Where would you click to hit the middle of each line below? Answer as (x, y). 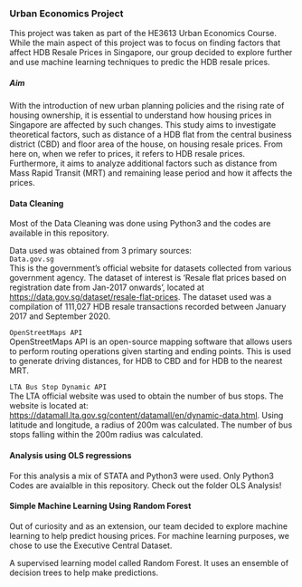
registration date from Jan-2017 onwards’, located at (107, 287)
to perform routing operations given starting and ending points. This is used (151, 351)
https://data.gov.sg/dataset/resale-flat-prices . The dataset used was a (141, 297)
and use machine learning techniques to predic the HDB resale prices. (140, 63)
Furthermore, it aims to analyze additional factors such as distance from (143, 164)
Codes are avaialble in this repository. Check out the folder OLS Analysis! (146, 485)
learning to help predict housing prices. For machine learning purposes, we (149, 535)
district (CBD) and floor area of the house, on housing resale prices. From (146, 144)
